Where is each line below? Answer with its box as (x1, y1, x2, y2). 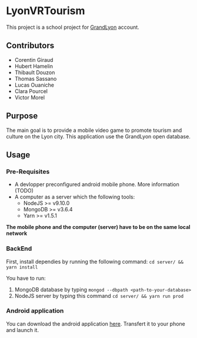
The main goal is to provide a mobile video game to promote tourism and (6, 127, 182, 134)
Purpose (6, 111, 38, 121)
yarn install (6, 264, 38, 270)
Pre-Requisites (6, 167, 50, 175)
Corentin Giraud (14, 56, 54, 63)
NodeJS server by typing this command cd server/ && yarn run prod (14, 292, 184, 299)
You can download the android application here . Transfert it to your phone (6, 320, 185, 327)
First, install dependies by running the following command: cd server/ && (6, 258, 184, 265)
